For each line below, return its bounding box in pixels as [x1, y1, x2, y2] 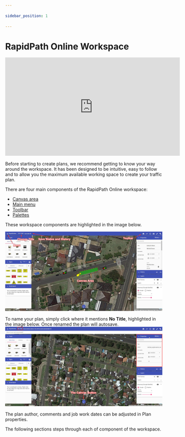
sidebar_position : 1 [5, 13, 48, 18]
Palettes [12, 212, 29, 218]
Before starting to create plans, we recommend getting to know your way [5, 161, 156, 167]
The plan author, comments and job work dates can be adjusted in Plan [5, 411, 151, 417]
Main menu [12, 201, 36, 207]
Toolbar [12, 207, 28, 213]
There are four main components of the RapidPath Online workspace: [5, 186, 148, 192]
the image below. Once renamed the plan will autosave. [5, 321, 119, 327]
